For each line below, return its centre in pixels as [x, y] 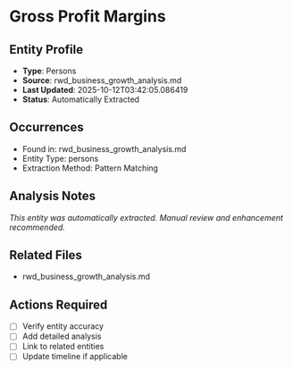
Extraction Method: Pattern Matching [90, 168]
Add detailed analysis [62, 336]
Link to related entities [63, 347]
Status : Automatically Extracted [81, 99]
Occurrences [46, 127]
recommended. [37, 227]
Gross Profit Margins [88, 17]
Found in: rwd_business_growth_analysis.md [104, 148]
